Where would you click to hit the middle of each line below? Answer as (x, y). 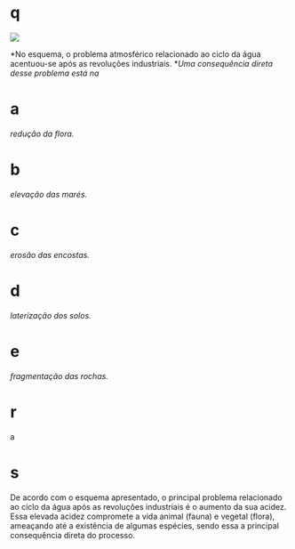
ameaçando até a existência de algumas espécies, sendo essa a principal (144, 525)
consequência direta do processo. (73, 535)
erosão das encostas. (50, 254)
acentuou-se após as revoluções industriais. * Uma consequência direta (142, 63)
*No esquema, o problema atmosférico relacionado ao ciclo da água (136, 54)
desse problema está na (55, 73)
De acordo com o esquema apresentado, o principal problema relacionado (146, 497)
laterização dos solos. (51, 315)
